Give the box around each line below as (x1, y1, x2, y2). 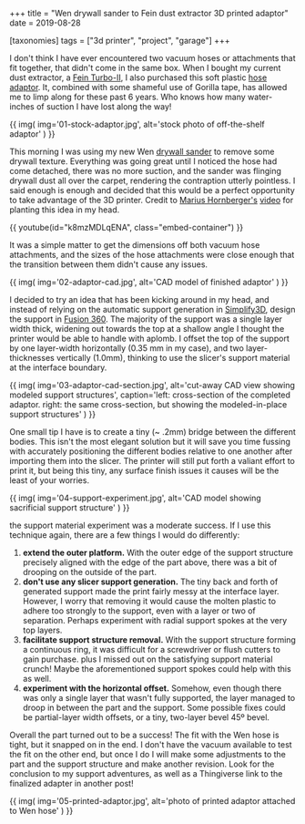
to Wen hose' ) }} (9, 806, 74, 816)
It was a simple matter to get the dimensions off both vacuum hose (9, 240, 260, 250)
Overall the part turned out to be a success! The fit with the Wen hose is (9, 729, 280, 740)
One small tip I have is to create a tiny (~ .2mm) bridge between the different (9, 427, 296, 437)
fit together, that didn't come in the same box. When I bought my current (9, 63, 281, 73)
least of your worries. (9, 475, 89, 486)
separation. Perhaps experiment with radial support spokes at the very (22, 615, 288, 625)
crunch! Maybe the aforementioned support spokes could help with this (22, 664, 291, 674)
